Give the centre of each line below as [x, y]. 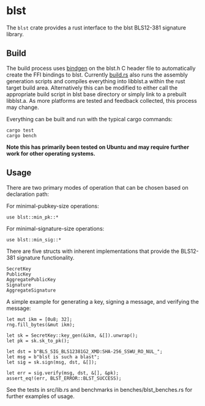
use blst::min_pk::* [33, 217]
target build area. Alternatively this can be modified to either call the [92, 88]
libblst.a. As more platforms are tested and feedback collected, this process [102, 100]
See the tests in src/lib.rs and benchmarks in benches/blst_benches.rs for [99, 389]
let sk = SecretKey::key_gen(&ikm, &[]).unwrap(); [72, 335]
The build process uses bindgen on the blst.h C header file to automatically [101, 68]
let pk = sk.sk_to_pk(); [38, 340]
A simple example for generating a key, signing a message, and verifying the [102, 301]
